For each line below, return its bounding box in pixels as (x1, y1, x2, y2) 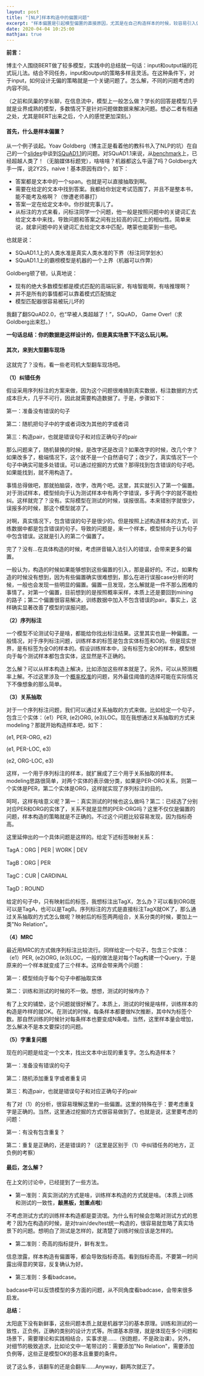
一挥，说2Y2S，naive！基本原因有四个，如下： (11, 165, 129, 172)
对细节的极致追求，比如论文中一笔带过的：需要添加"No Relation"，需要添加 (6, 1342, 194, 1349)
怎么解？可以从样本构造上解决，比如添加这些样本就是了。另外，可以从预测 (6, 665, 192, 673)
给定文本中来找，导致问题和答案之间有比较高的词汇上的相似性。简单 (15, 216, 186, 223)
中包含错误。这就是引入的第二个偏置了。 (6, 532, 107, 540)
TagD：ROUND (6, 884, 44, 892)
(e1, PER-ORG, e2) (6, 733, 52, 741)
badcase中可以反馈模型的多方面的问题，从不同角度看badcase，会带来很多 (6, 1286, 193, 1293)
